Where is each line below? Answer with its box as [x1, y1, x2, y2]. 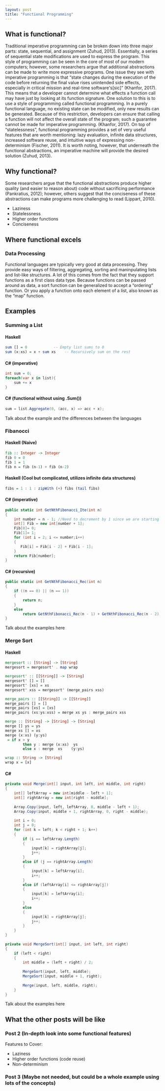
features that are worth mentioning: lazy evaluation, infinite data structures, [5, 132, 157, 138]
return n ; [23, 598, 43, 603]
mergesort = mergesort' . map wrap [5, 665, 78, 670]
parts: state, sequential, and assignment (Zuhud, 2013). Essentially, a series [5, 48, 158, 54]
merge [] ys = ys [5, 724, 41, 729]
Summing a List [5, 322, 43, 329]
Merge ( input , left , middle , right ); [23, 983, 98, 988]
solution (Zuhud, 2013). [5, 153, 53, 159]
